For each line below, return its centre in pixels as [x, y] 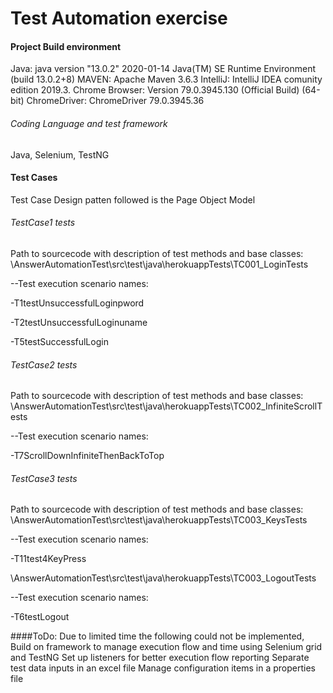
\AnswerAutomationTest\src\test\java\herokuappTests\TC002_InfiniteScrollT [166, 406]
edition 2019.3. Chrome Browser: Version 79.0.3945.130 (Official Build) [155, 90]
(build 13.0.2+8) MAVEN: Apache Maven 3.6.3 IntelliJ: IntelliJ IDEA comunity [166, 79]
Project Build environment [66, 46]
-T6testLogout [40, 617]
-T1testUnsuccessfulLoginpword [77, 303]
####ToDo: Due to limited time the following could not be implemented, [157, 636]
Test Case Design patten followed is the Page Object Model [133, 199]
